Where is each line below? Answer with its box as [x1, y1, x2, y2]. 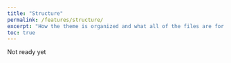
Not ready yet [7, 48, 46, 56]
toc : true [7, 29, 36, 36]
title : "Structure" [7, 10, 64, 17]
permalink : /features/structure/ [7, 16, 104, 23]
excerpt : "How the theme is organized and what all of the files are [7, 23, 212, 29]
